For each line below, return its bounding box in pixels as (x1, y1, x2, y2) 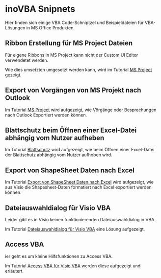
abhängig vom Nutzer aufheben (5, 134, 105, 142)
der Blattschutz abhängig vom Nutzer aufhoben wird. (5, 152, 112, 158)
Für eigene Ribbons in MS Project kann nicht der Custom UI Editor (5, 52, 138, 58)
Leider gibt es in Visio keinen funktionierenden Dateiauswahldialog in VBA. (5, 217, 156, 222)
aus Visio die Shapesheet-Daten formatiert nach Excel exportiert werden (5, 185, 152, 190)
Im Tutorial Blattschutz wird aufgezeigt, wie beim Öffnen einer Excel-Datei (5, 147, 155, 153)
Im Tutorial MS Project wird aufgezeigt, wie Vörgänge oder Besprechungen (5, 107, 157, 113)
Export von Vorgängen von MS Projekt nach (5, 86, 141, 94)
